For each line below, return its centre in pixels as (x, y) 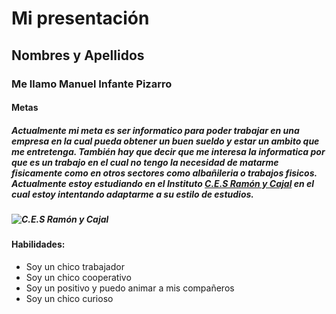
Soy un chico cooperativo (78, 278)
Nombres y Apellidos (78, 55)
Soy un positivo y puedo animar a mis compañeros (130, 288)
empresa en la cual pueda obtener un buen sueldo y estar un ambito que (165, 141)
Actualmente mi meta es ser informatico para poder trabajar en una (155, 130)
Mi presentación (80, 18)
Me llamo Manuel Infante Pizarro (92, 84)
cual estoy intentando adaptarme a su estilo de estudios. (133, 194)
